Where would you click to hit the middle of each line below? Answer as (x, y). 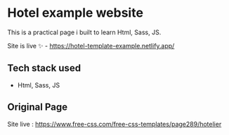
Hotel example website (76, 13)
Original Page (38, 107)
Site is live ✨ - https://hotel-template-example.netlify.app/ (91, 45)
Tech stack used (44, 68)
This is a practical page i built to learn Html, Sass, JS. (84, 32)
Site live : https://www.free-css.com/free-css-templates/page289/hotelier (115, 124)
